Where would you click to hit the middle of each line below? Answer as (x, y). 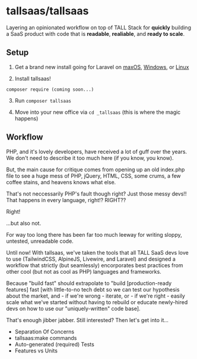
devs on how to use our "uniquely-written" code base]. (73, 308)
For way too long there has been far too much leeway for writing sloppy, (94, 234)
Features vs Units (36, 351)
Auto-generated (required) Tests (55, 344)
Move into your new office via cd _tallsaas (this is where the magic (98, 112)
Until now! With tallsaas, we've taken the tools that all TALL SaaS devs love (97, 252)
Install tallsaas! (33, 78)
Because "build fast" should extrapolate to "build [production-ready (89, 283)
